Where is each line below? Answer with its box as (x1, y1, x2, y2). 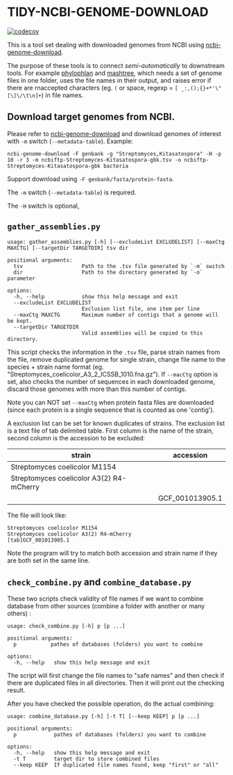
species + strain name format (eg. (7, 362, 104, 371)
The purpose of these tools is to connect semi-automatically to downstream (7, 61, 225, 69)
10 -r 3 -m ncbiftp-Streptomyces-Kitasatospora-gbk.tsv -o (7, 156, 182, 163)
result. (7, 686, 26, 694)
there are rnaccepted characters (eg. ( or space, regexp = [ (7, 83, 178, 92)
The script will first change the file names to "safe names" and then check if (7, 672, 225, 680)
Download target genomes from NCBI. (7, 111, 175, 123)
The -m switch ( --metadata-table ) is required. (7, 188, 137, 197)
